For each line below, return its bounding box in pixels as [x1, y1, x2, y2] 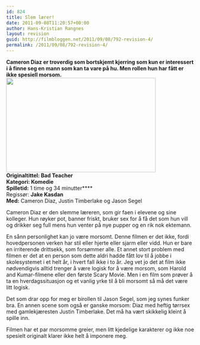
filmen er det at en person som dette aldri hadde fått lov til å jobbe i [6, 252, 172, 259]
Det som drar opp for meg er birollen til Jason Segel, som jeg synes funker [6, 295, 190, 302]
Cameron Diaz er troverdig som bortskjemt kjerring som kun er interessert [6, 58, 194, 66]
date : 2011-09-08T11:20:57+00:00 [6, 20, 90, 26]
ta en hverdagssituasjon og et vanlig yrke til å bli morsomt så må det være [6, 277, 188, 284]
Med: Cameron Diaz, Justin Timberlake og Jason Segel [6, 197, 142, 204]
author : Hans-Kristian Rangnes [6, 25, 84, 32]
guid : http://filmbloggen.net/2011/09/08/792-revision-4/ [6, 36, 153, 42]
